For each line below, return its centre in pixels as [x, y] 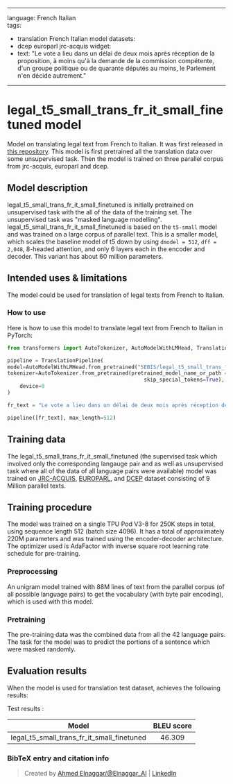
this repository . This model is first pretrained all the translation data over [110, 151]
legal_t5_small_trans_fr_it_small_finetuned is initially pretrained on [101, 205]
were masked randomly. [42, 649]
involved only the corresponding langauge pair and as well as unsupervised [115, 463]
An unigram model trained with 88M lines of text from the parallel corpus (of [116, 586]
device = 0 [32, 386]
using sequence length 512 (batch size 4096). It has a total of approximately [116, 531]
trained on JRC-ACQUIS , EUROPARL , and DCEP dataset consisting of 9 [109, 478]
